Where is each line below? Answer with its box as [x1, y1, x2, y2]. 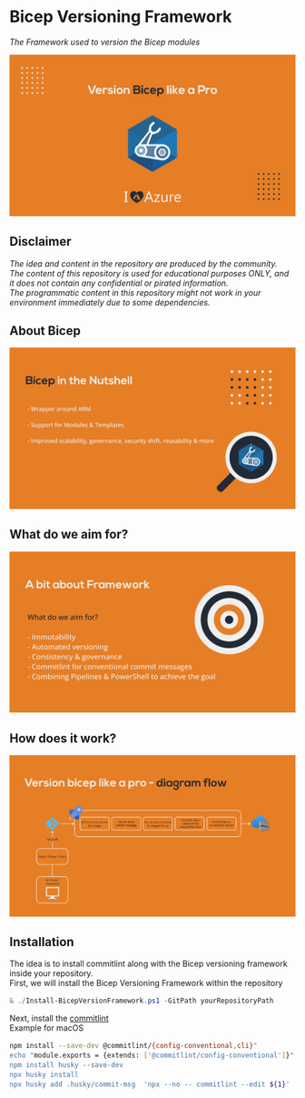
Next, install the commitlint [9, 1012, 109, 1024]
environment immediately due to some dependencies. [9, 297, 211, 307]
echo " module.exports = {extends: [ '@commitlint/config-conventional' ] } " [9, 1051, 295, 1061]
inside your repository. [9, 968, 93, 979]
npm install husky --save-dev [9, 1060, 124, 1070]
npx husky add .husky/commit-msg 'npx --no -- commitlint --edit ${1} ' [9, 1080, 290, 1089]
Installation [9, 934, 74, 950]
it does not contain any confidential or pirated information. [9, 277, 229, 288]
